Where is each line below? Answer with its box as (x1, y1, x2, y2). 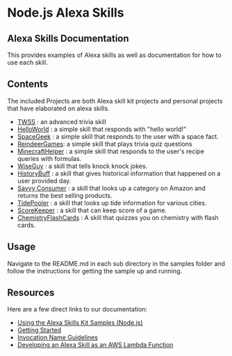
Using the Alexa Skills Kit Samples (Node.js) (17, 319, 144, 327)
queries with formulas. (17, 154, 82, 162)
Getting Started (17, 326, 61, 334)
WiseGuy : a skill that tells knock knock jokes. (17, 162, 148, 170)
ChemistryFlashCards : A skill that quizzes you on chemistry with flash (17, 213, 219, 221)
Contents (7, 78, 49, 90)
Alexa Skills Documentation (7, 33, 130, 44)
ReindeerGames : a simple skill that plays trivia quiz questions (17, 139, 192, 148)
